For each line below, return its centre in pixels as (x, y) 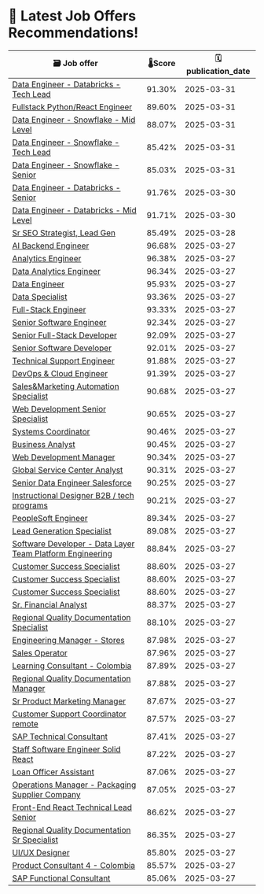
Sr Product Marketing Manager (69, 701)
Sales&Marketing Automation (66, 386)
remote (26, 723)
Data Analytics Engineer (56, 271)
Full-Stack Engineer (49, 309)
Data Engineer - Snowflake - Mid (74, 120)
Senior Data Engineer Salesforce (72, 482)
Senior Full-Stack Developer (65, 335)
